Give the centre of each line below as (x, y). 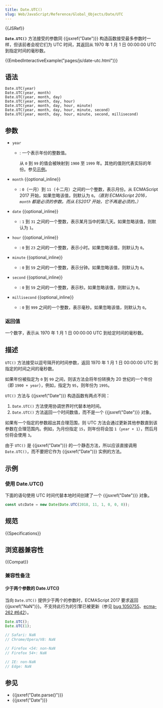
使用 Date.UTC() (24, 484)
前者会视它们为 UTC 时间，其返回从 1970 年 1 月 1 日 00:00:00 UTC (89, 44)
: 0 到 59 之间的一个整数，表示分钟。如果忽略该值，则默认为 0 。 (83, 267)
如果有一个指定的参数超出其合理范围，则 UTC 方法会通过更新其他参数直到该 (81, 423)
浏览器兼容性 (24, 550)
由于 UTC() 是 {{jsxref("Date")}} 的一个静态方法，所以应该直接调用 (71, 446)
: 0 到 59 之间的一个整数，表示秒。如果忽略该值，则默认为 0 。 (81, 288)
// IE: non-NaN (20, 662)
